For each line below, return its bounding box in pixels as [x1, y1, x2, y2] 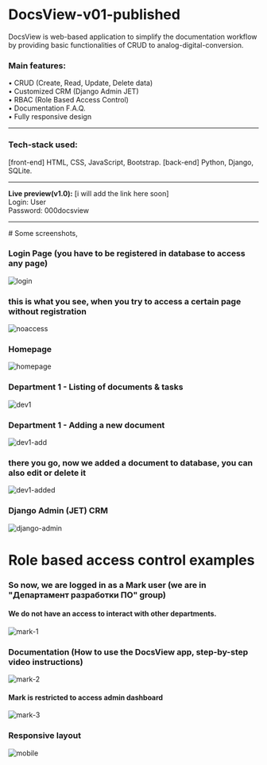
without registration [8, 306, 87, 317]
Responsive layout [8, 730, 82, 741]
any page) [8, 258, 48, 269]
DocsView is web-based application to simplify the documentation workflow [8, 32, 257, 41]
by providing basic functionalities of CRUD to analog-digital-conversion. [8, 40, 244, 49]
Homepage [8, 344, 52, 355]
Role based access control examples [8, 551, 255, 569]
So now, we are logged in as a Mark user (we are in [8, 579, 207, 590]
